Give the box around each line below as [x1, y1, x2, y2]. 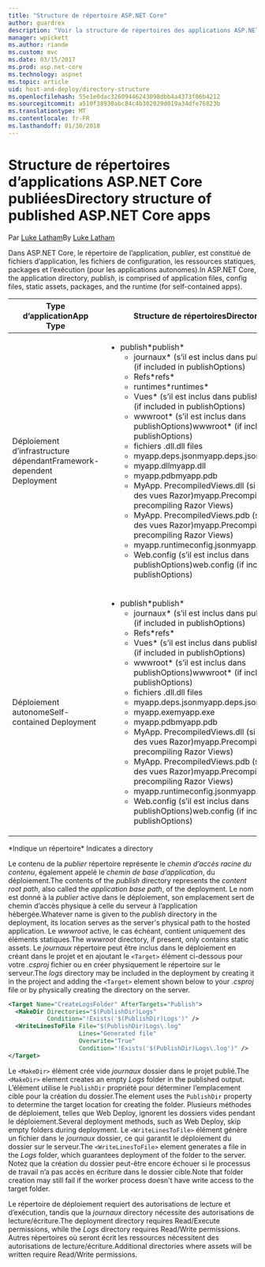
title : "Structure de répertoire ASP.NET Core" [8, 11, 168, 20]
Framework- [52, 455, 100, 466]
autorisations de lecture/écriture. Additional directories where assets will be [8, 1241, 252, 1250]
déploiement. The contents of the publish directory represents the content [8, 875, 247, 885]
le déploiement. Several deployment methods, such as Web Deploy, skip [8, 1117, 241, 1126]
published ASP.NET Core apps [8, 207, 211, 224]
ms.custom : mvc [8, 48, 58, 56]
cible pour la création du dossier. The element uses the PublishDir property [8, 1091, 252, 1101]
